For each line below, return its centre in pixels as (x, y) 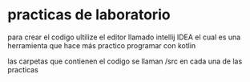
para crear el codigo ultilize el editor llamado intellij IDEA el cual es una (124, 37)
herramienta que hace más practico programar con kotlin (102, 45)
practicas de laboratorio (89, 15)
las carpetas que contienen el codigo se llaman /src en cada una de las (125, 61)
